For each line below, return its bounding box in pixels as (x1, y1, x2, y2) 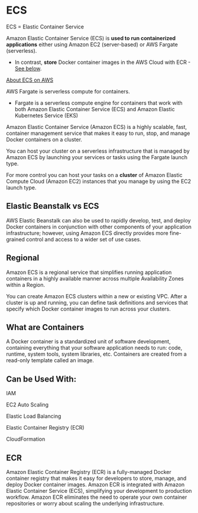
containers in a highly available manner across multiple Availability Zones (6, 275, 184, 282)
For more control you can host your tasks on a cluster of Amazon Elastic (6, 171, 183, 178)
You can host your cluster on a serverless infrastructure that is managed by (6, 147, 190, 154)
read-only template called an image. (6, 357, 95, 364)
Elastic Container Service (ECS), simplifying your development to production (6, 488, 192, 494)
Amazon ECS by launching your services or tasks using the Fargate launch (6, 153, 188, 160)
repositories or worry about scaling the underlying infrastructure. (6, 500, 164, 506)
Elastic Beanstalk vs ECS (6, 201, 99, 211)
